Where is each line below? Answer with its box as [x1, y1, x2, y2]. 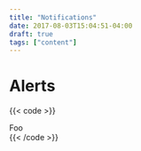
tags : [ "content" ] [9, 37, 77, 47]
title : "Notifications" [9, 12, 98, 22]
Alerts [9, 76, 56, 96]
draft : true [9, 29, 53, 38]
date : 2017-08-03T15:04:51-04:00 [9, 21, 133, 30]
